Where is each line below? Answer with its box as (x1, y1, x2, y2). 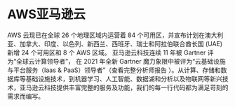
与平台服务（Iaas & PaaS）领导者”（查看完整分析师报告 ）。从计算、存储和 (7, 66, 221, 74)
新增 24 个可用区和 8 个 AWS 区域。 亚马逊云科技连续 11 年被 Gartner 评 (7, 48, 214, 57)
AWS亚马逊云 (7, 6, 86, 22)
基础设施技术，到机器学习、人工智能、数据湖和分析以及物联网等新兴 (25, 74, 222, 83)
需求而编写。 (7, 92, 44, 100)
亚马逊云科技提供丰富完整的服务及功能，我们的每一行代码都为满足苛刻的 (19, 83, 229, 92)
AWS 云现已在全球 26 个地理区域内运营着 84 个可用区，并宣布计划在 (7, 31, 206, 39)
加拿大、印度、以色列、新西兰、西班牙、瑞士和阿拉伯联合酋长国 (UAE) (19, 39, 223, 48)
